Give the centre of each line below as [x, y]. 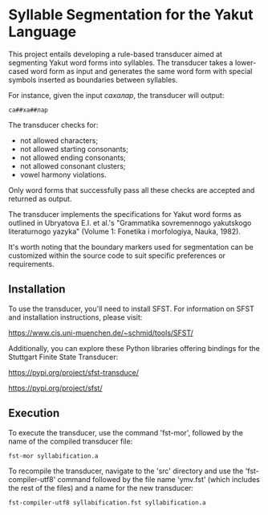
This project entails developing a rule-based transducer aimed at [116, 54]
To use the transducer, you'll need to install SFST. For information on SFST [131, 309]
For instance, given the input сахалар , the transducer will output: [116, 95]
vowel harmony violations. [63, 174]
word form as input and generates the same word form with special [142, 71]
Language [43, 32]
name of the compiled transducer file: [71, 441]
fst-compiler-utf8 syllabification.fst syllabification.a [107, 503]
